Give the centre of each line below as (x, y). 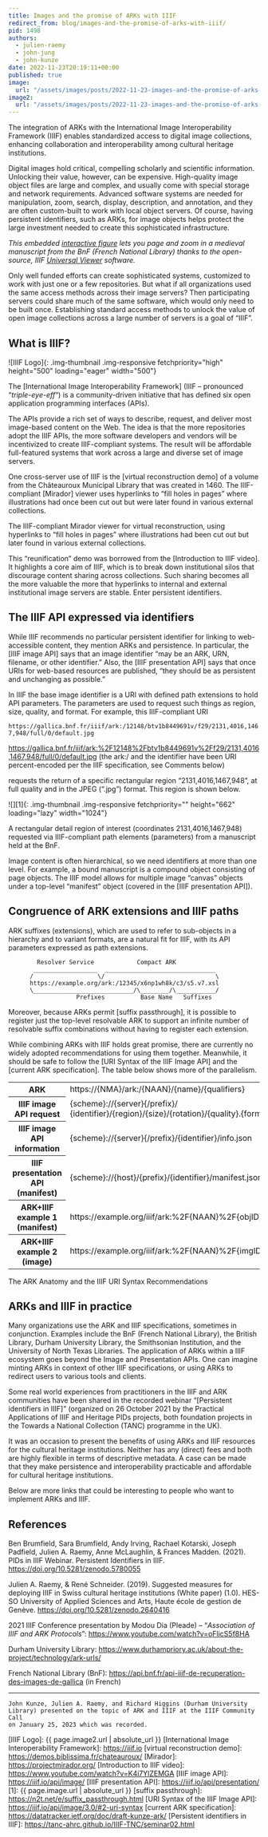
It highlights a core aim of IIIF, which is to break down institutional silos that (132, 567)
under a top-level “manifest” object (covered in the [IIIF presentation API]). (130, 886)
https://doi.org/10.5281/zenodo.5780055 (75, 1569)
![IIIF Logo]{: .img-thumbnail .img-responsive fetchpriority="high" (116, 362)
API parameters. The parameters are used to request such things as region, (132, 703)
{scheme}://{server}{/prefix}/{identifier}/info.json (161, 1138)
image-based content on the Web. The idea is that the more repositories (127, 427)
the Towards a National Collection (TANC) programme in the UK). (115, 1426)
